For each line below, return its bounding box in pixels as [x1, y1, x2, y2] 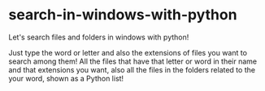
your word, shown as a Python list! [8, 73, 124, 83]
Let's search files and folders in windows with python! [8, 32, 189, 42]
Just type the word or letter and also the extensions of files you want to [8, 48, 248, 57]
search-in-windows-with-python [8, 6, 237, 24]
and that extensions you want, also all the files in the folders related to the [8, 64, 256, 74]
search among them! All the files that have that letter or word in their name [8, 56, 258, 66]
